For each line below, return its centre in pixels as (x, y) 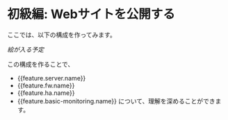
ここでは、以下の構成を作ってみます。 (62, 35)
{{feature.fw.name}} (46, 85)
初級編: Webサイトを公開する (91, 14)
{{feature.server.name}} (51, 78)
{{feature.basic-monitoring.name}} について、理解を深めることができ (116, 101)
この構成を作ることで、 (41, 64)
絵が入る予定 (25, 49)
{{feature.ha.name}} (46, 93)
